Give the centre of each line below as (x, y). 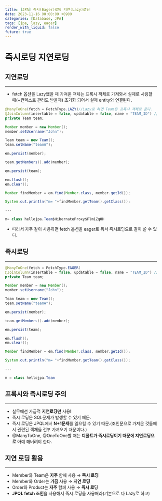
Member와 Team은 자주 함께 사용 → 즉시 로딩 (55, 475)
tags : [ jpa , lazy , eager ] (31, 23)
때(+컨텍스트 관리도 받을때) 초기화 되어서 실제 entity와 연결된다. (72, 100)
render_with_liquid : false (32, 28)
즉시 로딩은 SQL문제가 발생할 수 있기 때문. (52, 417)
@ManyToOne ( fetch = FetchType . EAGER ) (43, 268)
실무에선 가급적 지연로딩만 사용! (41, 411)
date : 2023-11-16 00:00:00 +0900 (39, 14)
